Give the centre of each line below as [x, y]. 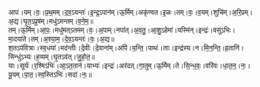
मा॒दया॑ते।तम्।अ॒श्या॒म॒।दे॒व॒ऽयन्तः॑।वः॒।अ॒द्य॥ [61, 39]
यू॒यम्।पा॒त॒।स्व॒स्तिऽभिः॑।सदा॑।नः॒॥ [50, 74]
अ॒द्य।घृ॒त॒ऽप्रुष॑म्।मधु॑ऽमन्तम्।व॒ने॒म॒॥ [51, 21]
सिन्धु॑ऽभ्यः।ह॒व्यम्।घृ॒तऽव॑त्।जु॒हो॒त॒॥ [51, 57]
